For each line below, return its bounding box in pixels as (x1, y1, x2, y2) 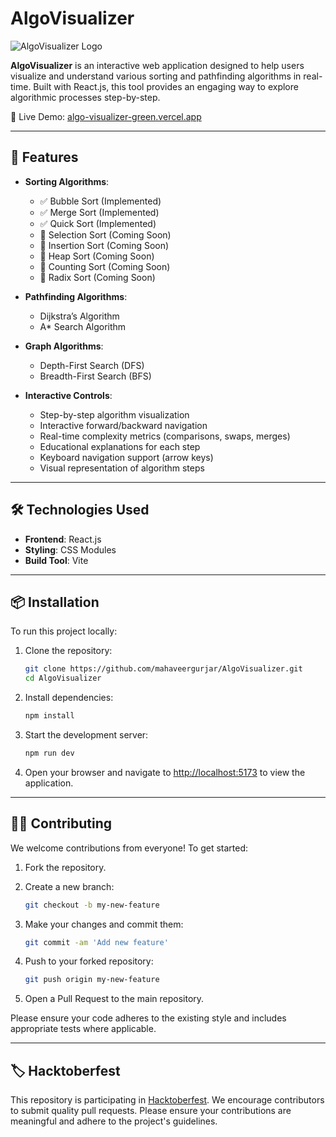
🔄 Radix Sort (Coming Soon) (39, 271, 156, 283)
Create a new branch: (24, 880, 115, 892)
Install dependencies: (24, 692, 114, 704)
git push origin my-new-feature (24, 975, 160, 985)
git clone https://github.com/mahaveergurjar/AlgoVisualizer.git (24, 664, 303, 674)
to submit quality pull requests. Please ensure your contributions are (10, 1105, 292, 1117)
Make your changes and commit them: (24, 918, 184, 930)
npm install (24, 711, 75, 721)
